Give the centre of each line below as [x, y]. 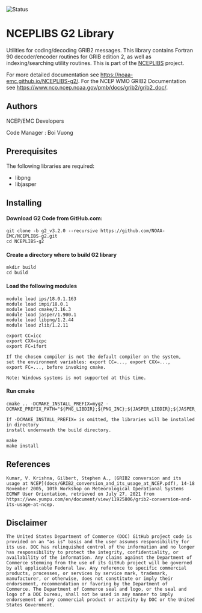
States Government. [31, 605]
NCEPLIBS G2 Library [60, 34]
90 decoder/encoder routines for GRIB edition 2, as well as [79, 57]
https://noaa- [117, 75]
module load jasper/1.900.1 [41, 315]
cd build [17, 273]
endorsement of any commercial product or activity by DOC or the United [101, 600]
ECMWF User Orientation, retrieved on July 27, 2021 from [80, 494]
